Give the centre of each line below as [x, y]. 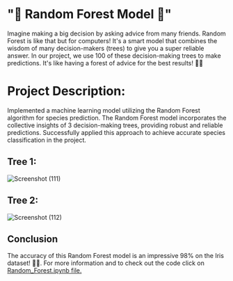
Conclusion [33, 239]
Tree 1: [22, 162]
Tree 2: [23, 201]
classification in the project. [47, 140]
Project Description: [66, 91]
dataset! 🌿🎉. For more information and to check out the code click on [106, 263]
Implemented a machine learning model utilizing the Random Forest [104, 110]
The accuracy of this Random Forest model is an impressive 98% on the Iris [116, 256]
